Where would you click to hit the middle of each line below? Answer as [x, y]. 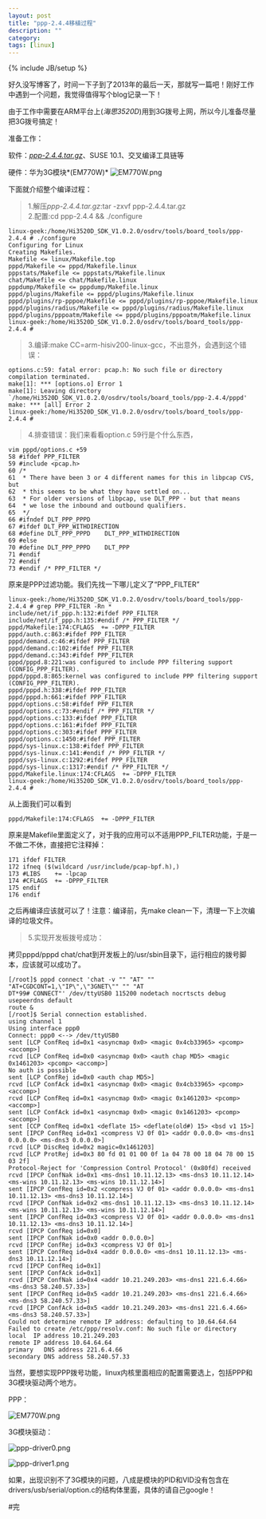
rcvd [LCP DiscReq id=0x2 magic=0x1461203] [82, 1147]
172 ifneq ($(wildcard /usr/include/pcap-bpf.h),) [94, 867]
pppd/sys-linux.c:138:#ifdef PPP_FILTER [76, 746]
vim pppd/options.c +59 [48, 450]
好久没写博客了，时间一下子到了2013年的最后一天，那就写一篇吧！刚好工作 [131, 85]
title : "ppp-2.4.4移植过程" [53, 23]
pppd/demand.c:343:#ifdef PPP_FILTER [71, 655]
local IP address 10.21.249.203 [64, 1336]
